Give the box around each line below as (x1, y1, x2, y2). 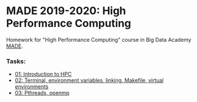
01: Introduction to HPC (14, 71, 72, 78)
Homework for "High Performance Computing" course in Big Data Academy (6, 36, 192, 43)
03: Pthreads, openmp (14, 90, 70, 97)
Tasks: (6, 57, 26, 65)
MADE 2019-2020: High (6, 4, 126, 18)
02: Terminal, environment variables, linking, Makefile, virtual (14, 77, 164, 84)
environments (14, 83, 49, 90)
